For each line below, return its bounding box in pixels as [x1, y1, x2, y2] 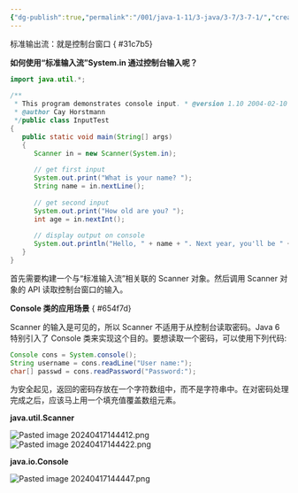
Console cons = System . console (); [10, 350, 138, 359]
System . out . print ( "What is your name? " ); [33, 173, 193, 182]
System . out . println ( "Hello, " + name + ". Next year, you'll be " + [33, 240, 292, 249]
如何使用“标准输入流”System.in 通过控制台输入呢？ [10, 57, 198, 67]
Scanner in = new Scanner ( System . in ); [33, 149, 177, 158]
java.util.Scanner [10, 412, 74, 423]
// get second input [33, 198, 110, 207]
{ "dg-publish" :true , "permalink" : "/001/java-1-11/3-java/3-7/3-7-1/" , [10, 12, 272, 22]
